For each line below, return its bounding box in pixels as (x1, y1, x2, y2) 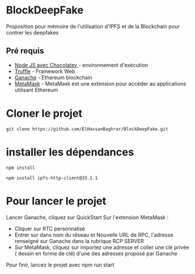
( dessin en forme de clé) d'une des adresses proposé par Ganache (14, 249, 177, 257)
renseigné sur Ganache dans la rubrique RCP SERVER (14, 237, 144, 244)
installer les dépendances (6, 145, 134, 158)
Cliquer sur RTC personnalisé (14, 225, 86, 232)
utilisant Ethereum (14, 86, 58, 93)
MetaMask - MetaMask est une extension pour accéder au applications (14, 80, 186, 87)
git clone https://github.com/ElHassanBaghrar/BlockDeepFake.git (6, 126, 168, 132)
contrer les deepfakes (6, 29, 59, 36)
